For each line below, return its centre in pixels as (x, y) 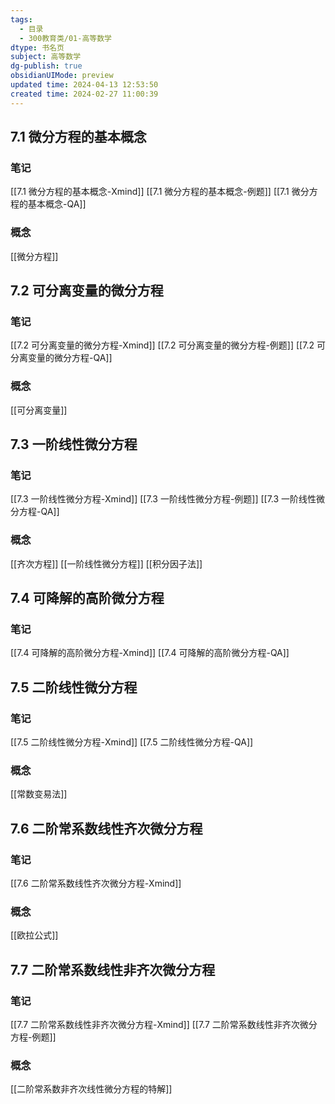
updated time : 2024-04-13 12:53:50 (84, 85)
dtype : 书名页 (37, 47)
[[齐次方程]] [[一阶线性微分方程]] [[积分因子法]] (106, 563)
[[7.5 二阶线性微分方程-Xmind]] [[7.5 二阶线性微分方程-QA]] (132, 742)
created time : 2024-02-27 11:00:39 (84, 94)
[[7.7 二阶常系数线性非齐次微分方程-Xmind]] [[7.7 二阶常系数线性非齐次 (155, 1024)
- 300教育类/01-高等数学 (66, 38)
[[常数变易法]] (39, 794)
